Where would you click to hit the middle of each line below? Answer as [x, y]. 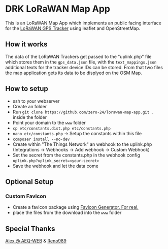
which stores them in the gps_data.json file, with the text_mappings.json [81, 62]
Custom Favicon [26, 196]
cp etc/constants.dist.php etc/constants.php [61, 128]
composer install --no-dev [41, 139]
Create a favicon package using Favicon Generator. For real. [75, 207]
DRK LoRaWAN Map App [58, 9]
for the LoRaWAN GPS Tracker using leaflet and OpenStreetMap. [73, 28]
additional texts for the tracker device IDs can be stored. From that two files [84, 67]
